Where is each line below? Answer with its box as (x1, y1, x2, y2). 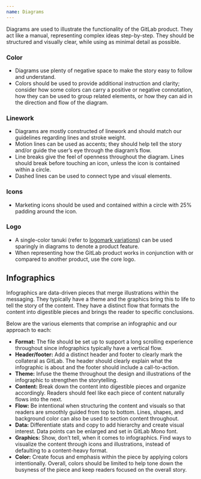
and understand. (14, 73, 56, 80)
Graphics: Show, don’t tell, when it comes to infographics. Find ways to (14, 434, 192, 441)
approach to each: (6, 326, 52, 333)
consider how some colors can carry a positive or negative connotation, (14, 86, 193, 93)
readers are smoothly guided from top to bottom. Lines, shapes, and (14, 408, 184, 416)
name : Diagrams (6, 8, 44, 15)
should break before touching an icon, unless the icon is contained (14, 160, 180, 167)
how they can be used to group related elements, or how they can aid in (14, 92, 193, 99)
